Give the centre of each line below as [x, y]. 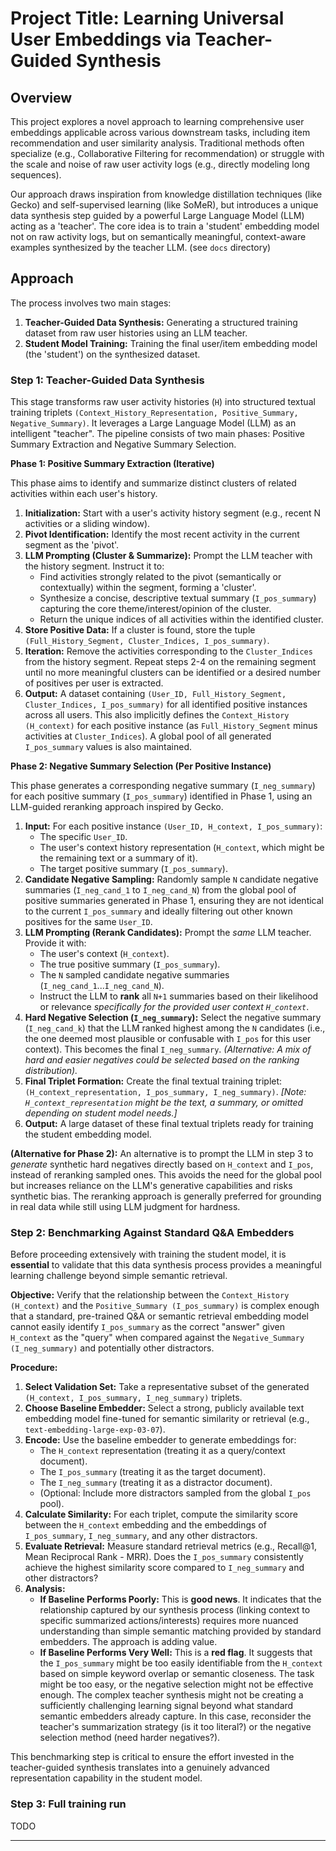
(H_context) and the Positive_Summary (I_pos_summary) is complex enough [165, 1306]
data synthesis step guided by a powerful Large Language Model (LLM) [157, 215]
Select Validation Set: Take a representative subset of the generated [167, 1387]
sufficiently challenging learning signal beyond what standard [166, 1706]
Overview [41, 97]
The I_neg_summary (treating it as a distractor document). [156, 1483]
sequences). [36, 175]
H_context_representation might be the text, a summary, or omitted [164, 1103]
